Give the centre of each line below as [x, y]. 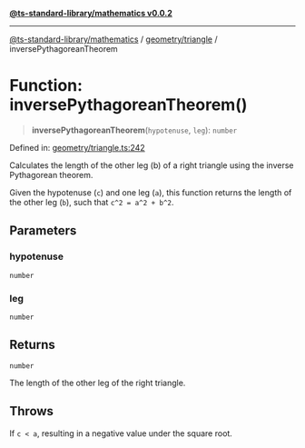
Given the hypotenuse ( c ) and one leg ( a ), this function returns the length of [151, 192]
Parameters [43, 231]
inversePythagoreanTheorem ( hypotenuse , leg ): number [134, 130]
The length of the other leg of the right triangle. [98, 383]
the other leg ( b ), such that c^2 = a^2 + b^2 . [92, 202]
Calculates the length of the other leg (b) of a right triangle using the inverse [152, 165]
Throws [32, 411]
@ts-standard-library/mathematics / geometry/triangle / [113, 39]
